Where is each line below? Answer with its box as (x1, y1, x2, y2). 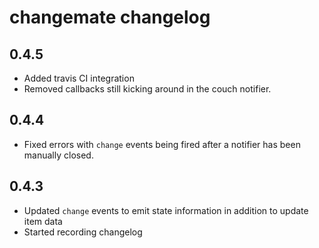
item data (23, 215, 63, 227)
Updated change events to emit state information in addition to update (23, 204, 309, 216)
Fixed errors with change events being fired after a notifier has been (23, 138, 301, 150)
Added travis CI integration (23, 72, 135, 84)
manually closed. (23, 149, 94, 161)
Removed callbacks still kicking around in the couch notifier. (23, 83, 272, 95)
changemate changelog (9, 6, 211, 29)
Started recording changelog (23, 226, 143, 238)
